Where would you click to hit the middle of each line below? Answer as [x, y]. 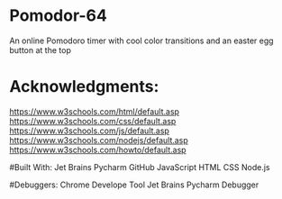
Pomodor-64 [59, 16]
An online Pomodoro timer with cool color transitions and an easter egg [141, 41]
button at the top [41, 50]
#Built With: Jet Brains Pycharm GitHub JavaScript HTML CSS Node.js [140, 167]
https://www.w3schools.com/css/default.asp [93, 121]
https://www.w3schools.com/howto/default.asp [98, 149]
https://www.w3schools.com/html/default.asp [95, 111]
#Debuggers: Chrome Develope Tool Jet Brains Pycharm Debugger [134, 185]
